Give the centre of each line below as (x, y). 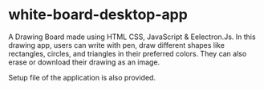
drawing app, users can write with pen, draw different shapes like (116, 45)
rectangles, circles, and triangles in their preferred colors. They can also (128, 53)
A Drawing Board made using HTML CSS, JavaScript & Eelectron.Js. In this (132, 37)
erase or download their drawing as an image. (84, 62)
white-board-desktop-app (98, 15)
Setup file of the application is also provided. (82, 77)
